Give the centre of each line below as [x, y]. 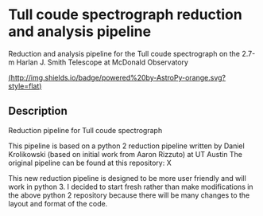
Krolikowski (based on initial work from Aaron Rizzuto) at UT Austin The [125, 154]
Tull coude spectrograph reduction [125, 15]
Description [38, 111]
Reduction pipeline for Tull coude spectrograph [85, 130]
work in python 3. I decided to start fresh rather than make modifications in [131, 187]
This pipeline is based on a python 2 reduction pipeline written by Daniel [126, 146]
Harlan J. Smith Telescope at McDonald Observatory [102, 62]
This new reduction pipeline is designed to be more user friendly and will [127, 178]
